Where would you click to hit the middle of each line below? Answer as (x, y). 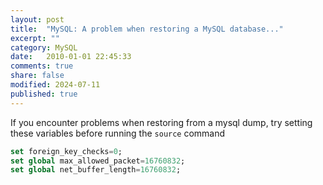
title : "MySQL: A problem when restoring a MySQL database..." (147, 29)
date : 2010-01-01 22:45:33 (71, 57)
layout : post (37, 19)
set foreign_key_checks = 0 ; (66, 151)
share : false (37, 76)
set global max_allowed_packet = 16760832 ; (98, 161)
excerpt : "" (35, 38)
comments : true (42, 66)
